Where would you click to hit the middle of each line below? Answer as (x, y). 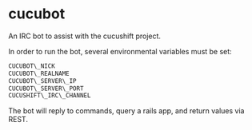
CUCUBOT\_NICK (32, 66)
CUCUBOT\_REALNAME (39, 73)
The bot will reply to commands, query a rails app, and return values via (126, 111)
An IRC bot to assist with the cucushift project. (85, 36)
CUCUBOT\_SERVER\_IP (43, 81)
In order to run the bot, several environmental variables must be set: (120, 51)
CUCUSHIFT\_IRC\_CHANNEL (50, 96)
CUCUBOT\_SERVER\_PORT (46, 89)
